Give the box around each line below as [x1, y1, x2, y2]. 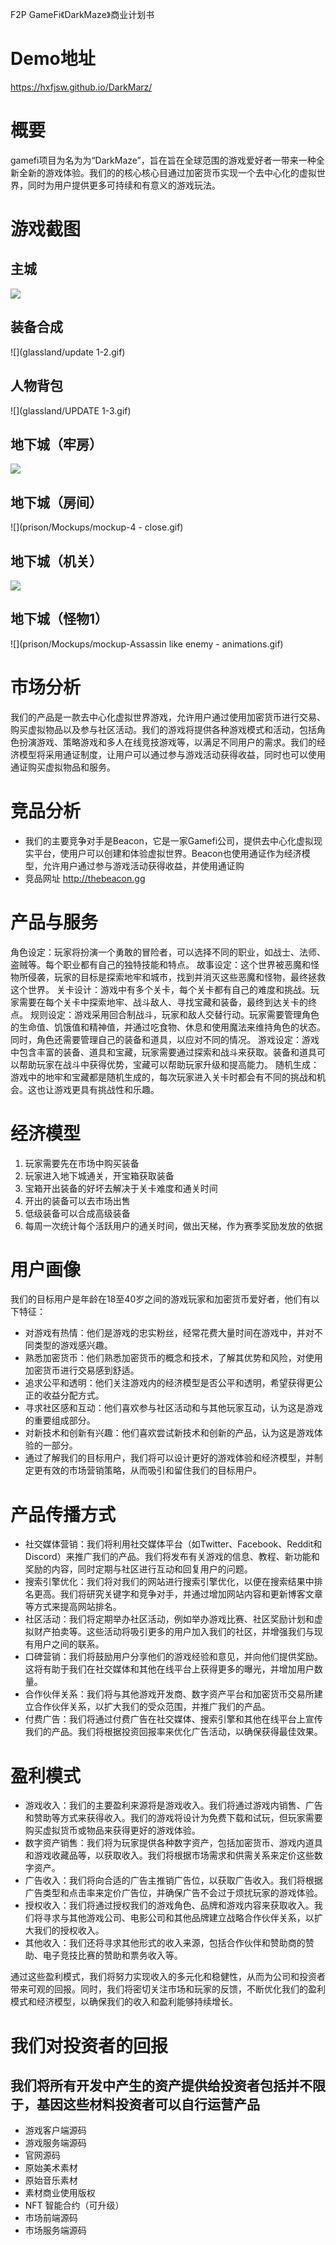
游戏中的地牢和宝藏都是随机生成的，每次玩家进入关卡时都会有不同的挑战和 [10, 1071, 317, 1083]
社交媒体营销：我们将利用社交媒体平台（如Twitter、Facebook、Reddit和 [24, 1538, 323, 1550]
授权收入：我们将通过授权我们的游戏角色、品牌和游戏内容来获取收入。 [24, 1899, 315, 1912]
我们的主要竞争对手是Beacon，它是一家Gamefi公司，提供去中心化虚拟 [24, 834, 315, 847]
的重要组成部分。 [24, 1414, 96, 1427]
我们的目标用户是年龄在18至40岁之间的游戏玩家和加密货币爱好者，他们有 [10, 1293, 312, 1305]
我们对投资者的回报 [10, 2034, 169, 2057]
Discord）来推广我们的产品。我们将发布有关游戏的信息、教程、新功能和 [24, 1551, 320, 1563]
